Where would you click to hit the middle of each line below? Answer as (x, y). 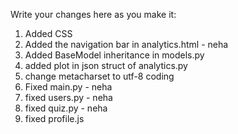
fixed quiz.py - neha (66, 108)
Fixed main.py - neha (68, 87)
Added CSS (48, 33)
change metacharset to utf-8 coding (99, 76)
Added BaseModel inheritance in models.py (114, 55)
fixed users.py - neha (68, 97)
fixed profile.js (54, 118)
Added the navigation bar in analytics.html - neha (126, 44)
